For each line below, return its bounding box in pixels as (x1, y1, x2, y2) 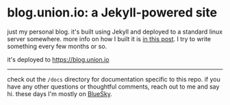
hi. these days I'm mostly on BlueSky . (7, 89, 113, 97)
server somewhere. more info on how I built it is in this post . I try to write (7, 34, 212, 43)
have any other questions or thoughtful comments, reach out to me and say (7, 82, 220, 91)
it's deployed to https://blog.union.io (7, 55, 110, 63)
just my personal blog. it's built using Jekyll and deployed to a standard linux (7, 27, 223, 36)
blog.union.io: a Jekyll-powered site (7, 5, 218, 21)
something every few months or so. (7, 42, 107, 50)
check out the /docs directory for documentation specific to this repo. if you (7, 75, 220, 83)
